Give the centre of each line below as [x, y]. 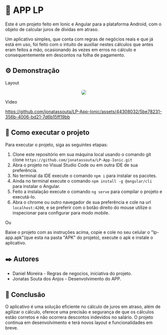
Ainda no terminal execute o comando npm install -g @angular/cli [82, 181]
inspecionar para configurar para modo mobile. [61, 212]
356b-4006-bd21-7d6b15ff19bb [38, 116]
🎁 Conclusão [25, 294]
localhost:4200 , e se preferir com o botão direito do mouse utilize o [82, 207]
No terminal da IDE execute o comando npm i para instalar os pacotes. [84, 175]
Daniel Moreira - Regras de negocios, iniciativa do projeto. [72, 273]
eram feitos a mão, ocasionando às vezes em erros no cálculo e [71, 49]
